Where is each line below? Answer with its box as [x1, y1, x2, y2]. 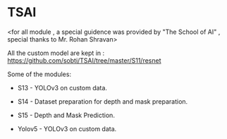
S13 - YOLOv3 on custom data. [17, 83, 108, 92]
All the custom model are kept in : [7, 49, 105, 57]
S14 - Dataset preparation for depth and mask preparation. [17, 97, 188, 106]
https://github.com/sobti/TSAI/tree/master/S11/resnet [7, 56, 161, 64]
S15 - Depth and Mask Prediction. [17, 111, 115, 119]
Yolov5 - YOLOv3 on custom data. [17, 124, 117, 133]
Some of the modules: [7, 70, 72, 78]
